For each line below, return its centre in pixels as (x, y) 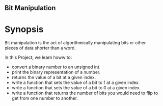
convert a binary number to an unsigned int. (56, 67)
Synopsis (24, 29)
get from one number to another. (45, 98)
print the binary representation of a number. (56, 72)
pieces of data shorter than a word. (40, 48)
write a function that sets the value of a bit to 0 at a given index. (76, 88)
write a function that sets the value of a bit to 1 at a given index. (76, 82)
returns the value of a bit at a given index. (54, 78)
